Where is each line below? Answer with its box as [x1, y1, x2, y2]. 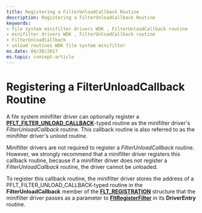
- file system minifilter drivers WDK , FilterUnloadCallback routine [6, 25, 188, 32]
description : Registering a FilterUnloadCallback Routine [6, 15, 155, 21]
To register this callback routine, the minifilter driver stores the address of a [6, 175, 194, 182]
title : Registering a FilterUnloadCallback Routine [6, 8, 139, 15]
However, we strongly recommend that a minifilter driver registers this [6, 150, 180, 157]
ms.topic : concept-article [6, 54, 74, 60]
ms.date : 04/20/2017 [6, 48, 59, 54]
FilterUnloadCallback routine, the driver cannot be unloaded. [6, 163, 158, 170]
